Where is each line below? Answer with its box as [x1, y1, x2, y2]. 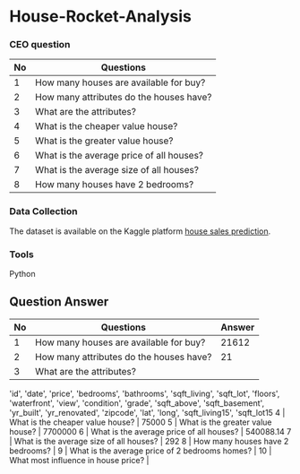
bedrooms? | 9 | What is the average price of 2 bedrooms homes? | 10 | [9, 445, 272, 456]
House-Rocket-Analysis [9, 6, 193, 27]
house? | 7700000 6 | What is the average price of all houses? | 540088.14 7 [9, 426, 292, 436]
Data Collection [9, 205, 78, 218]
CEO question [9, 39, 71, 51]
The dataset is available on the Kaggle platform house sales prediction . [9, 226, 271, 237]
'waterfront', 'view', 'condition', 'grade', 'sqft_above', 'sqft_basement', [9, 397, 265, 409]
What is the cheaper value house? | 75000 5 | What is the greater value [9, 417, 272, 427]
